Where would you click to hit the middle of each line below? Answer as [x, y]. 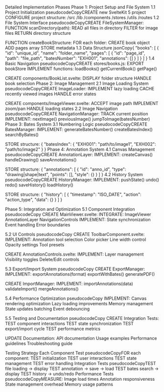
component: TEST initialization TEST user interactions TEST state [71, 358]
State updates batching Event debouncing [47, 309]
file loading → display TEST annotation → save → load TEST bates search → [82, 368]
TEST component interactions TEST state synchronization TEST [69, 324]
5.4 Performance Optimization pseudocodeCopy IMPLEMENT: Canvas [76, 298]
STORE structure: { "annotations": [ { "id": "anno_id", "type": [66, 169]
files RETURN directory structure [38, 33]
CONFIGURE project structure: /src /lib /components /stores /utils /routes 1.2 [82, 17]
